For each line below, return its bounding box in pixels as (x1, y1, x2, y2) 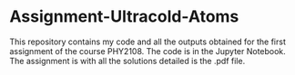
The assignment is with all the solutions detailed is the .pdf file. (9, 55, 246, 66)
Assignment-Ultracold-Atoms (9, 6, 239, 27)
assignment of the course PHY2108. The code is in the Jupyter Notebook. (9, 45, 287, 56)
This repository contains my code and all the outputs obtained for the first (9, 36, 287, 47)
